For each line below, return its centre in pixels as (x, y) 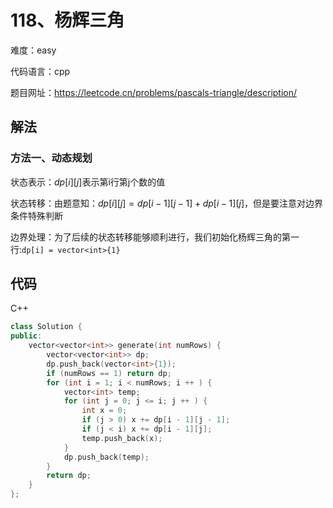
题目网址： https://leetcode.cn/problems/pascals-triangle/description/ (154, 92)
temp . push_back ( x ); (122, 438)
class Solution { (46, 327)
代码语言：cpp (40, 71)
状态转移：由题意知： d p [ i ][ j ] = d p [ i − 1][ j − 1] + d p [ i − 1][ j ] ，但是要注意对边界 (167, 203)
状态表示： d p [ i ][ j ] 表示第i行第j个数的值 (88, 182)
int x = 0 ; (104, 411)
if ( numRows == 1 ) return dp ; (109, 373)
